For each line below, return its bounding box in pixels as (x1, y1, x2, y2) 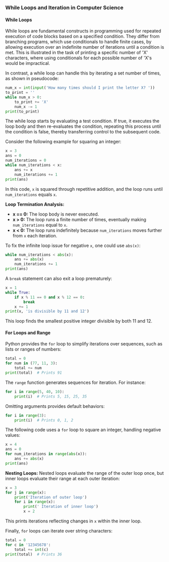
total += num (14, 366, 42, 371)
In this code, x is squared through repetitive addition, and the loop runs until (5, 186, 163, 192)
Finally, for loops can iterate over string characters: (5, 528, 113, 534)
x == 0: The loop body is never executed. (12, 211, 99, 217)
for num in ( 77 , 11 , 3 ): (5, 361, 58, 366)
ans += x (14, 167, 33, 172)
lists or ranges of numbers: (5, 346, 62, 353)
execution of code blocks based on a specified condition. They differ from (5, 33, 160, 40)
